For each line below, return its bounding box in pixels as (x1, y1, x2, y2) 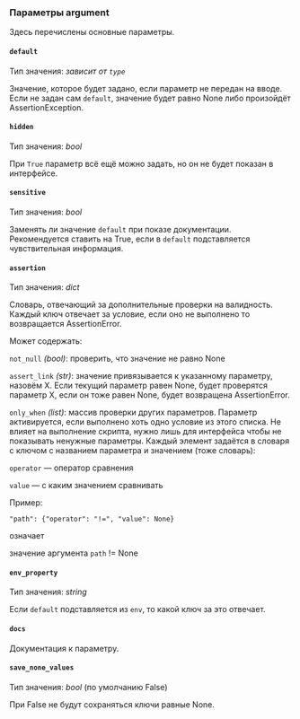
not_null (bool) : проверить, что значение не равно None (9, 353, 226, 364)
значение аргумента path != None (9, 548, 139, 558)
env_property (9, 568, 58, 577)
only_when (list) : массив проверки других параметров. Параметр (9, 407, 258, 418)
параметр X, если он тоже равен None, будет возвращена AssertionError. (9, 390, 290, 400)
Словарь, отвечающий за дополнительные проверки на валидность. (9, 299, 274, 311)
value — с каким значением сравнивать (9, 480, 163, 491)
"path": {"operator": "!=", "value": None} (9, 514, 175, 524)
